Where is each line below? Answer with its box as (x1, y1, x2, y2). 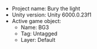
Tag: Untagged (20, 30, 58, 37)
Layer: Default (20, 37, 55, 43)
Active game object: (11, 18, 61, 24)
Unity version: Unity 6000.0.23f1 (11, 11, 92, 18)
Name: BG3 (20, 24, 49, 31)
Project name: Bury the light (11, 5, 80, 12)
